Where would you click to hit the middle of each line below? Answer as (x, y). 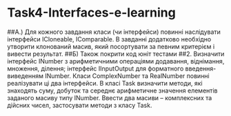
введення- (201, 68)
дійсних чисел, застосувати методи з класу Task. (80, 105)
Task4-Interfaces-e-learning (91, 13)
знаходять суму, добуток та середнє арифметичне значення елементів (112, 90)
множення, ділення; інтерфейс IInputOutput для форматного (96, 68)
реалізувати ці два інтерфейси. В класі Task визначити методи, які (105, 83)
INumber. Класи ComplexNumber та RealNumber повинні (127, 76)
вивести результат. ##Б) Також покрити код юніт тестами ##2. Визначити (116, 54)
